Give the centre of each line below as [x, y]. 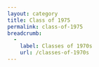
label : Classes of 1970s [56, 46]
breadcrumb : [25, 33]
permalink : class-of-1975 [45, 27]
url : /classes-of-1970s [55, 53]
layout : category [33, 14]
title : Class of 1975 [39, 20]
